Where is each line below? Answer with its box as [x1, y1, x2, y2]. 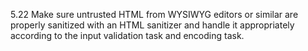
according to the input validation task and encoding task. [10, 30, 245, 41]
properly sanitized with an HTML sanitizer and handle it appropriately [10, 19, 295, 31]
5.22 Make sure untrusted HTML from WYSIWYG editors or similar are [10, 9, 299, 20]
